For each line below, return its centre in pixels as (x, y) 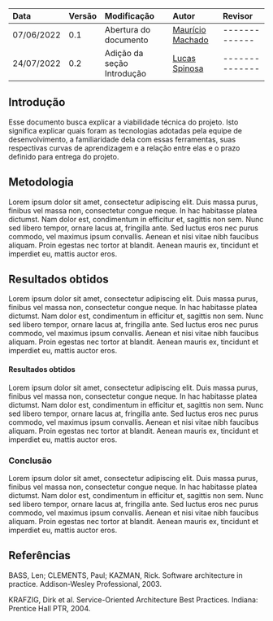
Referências (40, 555)
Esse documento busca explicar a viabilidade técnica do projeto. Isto (123, 122)
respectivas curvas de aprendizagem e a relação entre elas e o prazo (124, 148)
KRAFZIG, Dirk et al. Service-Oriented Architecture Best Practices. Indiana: (133, 599)
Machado (191, 40)
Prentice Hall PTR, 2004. (50, 608)
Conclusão (30, 461)
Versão (83, 16)
